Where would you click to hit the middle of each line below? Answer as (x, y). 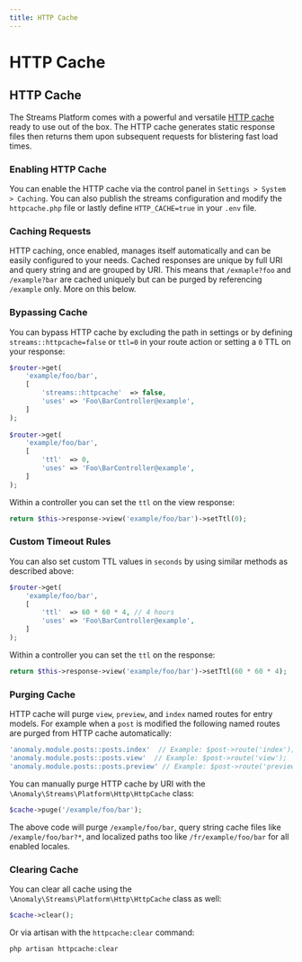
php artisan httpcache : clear (64, 948)
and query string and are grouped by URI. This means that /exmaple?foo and (150, 270)
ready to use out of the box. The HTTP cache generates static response (142, 126)
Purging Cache (43, 694)
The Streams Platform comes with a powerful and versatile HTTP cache (142, 117)
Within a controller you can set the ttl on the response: (112, 655)
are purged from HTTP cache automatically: (91, 733)
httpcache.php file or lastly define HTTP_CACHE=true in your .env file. (133, 207)
